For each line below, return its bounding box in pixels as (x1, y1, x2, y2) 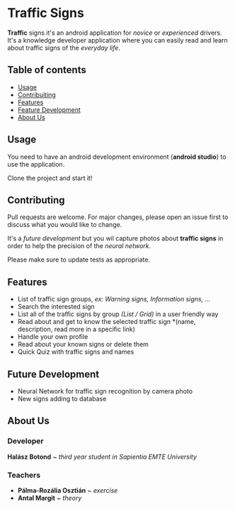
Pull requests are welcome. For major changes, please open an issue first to (7, 213, 229, 221)
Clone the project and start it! (7, 174, 93, 182)
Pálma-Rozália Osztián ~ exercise (17, 486, 118, 494)
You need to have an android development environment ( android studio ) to (7, 152, 227, 161)
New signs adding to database (17, 395, 107, 403)
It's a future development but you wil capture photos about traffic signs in (7, 234, 224, 242)
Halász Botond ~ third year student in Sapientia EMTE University (7, 452, 197, 461)
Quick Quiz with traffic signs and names (17, 347, 134, 356)
